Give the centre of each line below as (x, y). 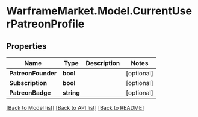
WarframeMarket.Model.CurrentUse (99, 11)
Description (103, 63)
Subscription (28, 83)
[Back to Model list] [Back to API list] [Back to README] (75, 108)
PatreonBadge (30, 93)
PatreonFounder (33, 73)
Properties (26, 46)
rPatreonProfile (45, 24)
